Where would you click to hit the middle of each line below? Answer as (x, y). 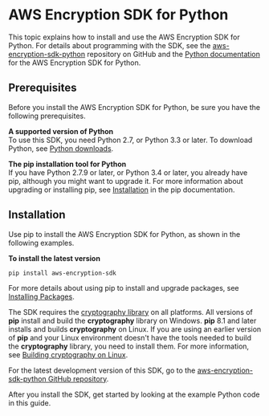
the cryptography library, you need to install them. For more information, (129, 346)
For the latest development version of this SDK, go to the (102, 370)
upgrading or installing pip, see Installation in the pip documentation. (122, 190)
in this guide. (30, 402)
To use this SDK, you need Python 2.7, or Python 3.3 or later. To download (130, 140)
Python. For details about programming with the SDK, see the (110, 45)
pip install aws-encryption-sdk (62, 273)
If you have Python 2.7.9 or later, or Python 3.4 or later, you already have (128, 172)
